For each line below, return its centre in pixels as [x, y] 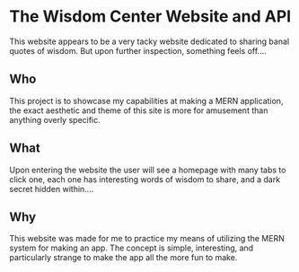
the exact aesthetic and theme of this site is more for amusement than [139, 110]
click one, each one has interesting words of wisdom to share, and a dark [145, 179]
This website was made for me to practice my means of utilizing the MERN [147, 239]
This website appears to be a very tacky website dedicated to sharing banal [149, 41]
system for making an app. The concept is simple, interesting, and [132, 248]
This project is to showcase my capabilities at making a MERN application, [146, 101]
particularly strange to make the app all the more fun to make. [123, 258]
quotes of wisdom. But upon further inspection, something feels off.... [138, 50]
